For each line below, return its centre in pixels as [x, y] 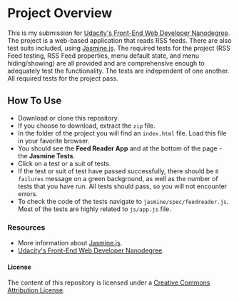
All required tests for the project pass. [63, 78]
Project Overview [60, 13]
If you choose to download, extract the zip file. [86, 126]
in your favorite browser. [54, 141]
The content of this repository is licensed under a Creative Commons [109, 282]
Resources [26, 228]
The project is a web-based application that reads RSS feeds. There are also [119, 40]
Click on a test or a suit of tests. [64, 163]
